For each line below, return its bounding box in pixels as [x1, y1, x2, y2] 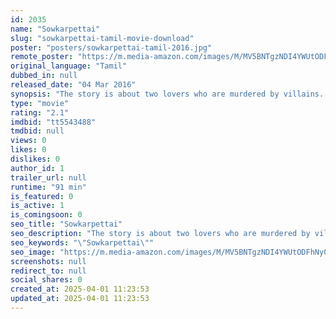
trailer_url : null [10, 172, 87, 183]
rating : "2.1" [10, 107, 70, 118]
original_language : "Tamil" [10, 61, 128, 71]
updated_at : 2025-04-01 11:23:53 [10, 294, 150, 304]
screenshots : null [10, 256, 87, 266]
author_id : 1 [10, 163, 65, 173]
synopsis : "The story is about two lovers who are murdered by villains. [10, 89, 325, 99]
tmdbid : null [10, 126, 65, 136]
